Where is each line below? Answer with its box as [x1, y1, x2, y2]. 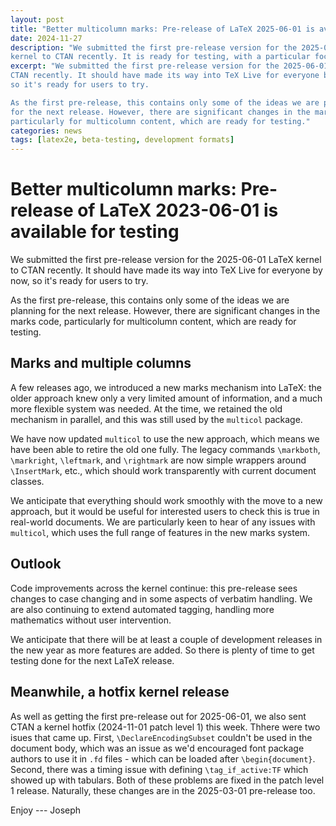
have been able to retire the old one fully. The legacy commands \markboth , [10, 443, 321, 455]
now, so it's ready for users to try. [10, 275, 149, 287]
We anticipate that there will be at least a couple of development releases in [10, 633, 323, 645]
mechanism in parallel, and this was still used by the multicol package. [10, 413, 303, 425]
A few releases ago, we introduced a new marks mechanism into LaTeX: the [10, 381, 322, 393]
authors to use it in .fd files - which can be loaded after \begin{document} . [10, 752, 316, 765]
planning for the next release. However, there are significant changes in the [10, 305, 321, 317]
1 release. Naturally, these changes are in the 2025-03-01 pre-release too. [10, 784, 316, 796]
